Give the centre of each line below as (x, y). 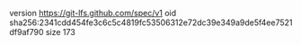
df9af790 (27, 32)
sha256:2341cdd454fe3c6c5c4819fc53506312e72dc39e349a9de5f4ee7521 (151, 22)
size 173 (61, 32)
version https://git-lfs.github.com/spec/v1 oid (93, 13)
